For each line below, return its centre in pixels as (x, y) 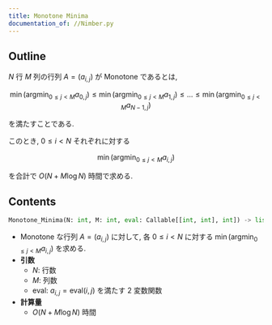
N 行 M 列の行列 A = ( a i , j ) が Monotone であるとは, (93, 78)
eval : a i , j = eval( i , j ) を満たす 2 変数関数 (97, 291)
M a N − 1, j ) (136, 106)
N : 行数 (44, 270)
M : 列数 (45, 280)
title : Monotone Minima (49, 16)
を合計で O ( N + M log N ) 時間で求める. (71, 176)
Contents (32, 201)
